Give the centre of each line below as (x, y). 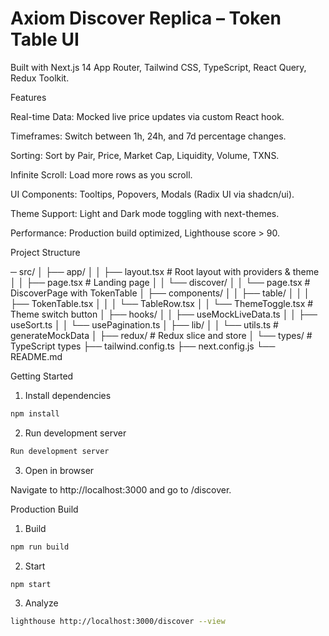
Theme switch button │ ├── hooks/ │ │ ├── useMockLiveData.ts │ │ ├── (164, 314)
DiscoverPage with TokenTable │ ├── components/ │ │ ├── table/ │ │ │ (160, 293)
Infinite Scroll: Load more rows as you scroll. (101, 174)
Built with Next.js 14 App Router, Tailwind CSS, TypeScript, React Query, (158, 67)
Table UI (45, 39)
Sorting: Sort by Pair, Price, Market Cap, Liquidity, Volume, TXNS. (145, 155)
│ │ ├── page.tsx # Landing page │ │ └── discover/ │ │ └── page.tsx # (160, 282)
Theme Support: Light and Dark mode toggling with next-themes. (145, 213)
